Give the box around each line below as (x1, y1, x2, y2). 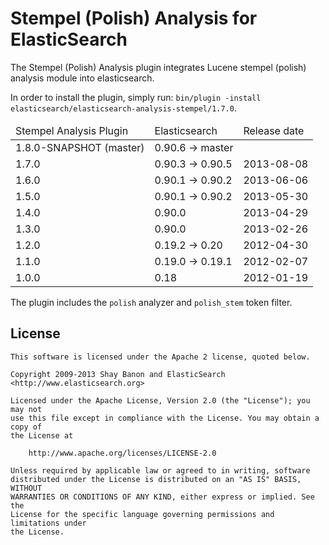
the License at (10, 430, 74, 441)
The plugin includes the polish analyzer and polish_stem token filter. (10, 296, 293, 308)
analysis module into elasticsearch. (10, 72, 155, 84)
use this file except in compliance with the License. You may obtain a (10, 413, 320, 423)
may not (10, 404, 43, 414)
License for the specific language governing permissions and (10, 509, 275, 519)
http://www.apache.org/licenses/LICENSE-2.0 (28, 448, 217, 458)
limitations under (10, 518, 87, 528)
